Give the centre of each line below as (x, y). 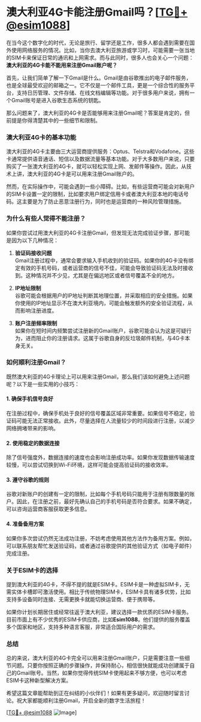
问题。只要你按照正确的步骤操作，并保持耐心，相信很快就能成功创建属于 (100, 666)
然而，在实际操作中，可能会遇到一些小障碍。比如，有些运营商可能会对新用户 (100, 186)
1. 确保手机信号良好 (30, 399)
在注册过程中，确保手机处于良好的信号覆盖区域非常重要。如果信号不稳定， (98, 414)
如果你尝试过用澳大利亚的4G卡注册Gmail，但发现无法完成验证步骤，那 (93, 232)
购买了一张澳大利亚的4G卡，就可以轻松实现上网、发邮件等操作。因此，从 (96, 166)
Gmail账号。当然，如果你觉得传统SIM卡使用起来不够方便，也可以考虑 (102, 673)
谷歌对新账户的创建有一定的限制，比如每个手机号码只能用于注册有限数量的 (98, 494)
